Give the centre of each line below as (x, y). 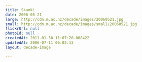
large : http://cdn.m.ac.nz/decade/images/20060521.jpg (64, 19)
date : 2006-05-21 (24, 15)
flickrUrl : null (22, 29)
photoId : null (20, 33)
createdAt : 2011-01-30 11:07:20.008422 (47, 38)
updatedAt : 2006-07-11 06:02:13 (39, 43)
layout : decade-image (28, 47)
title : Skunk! (20, 10)
